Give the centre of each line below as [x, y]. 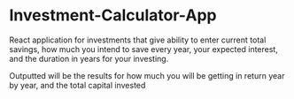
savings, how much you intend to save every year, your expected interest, [144, 49]
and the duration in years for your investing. [89, 58]
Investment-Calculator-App [113, 15]
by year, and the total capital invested [77, 85]
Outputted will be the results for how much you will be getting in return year [147, 75]
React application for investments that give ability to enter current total [138, 40]
